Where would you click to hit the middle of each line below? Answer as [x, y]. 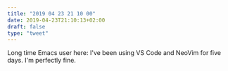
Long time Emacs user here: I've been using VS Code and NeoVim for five [114, 53]
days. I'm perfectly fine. [42, 61]
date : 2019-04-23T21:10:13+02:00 [56, 20]
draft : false [26, 26]
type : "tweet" [28, 33]
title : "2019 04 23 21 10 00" [52, 14]
